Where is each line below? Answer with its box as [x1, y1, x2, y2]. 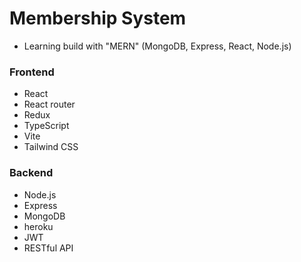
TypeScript [23, 120, 70, 132]
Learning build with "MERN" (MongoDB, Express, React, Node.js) [23, 40, 292, 52]
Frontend [9, 65, 55, 79]
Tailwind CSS [23, 141, 79, 153]
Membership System [9, 7, 187, 30]
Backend [9, 166, 54, 180]
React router [23, 98, 76, 111]
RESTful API [23, 242, 74, 254]
